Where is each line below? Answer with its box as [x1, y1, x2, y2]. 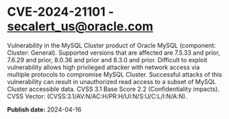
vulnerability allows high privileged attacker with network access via [7, 63, 200, 71]
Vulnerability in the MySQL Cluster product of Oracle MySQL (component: [7, 41, 216, 49]
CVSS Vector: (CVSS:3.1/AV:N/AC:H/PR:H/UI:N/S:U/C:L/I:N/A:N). [7, 92, 187, 100]
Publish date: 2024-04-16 [7, 105, 82, 114]
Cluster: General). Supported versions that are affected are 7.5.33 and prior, [7, 49, 221, 57]
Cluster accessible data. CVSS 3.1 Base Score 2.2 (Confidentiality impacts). [7, 85, 219, 93]
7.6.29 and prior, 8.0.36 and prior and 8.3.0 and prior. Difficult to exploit [7, 55, 208, 64]
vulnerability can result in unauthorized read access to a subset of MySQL [7, 77, 217, 85]
